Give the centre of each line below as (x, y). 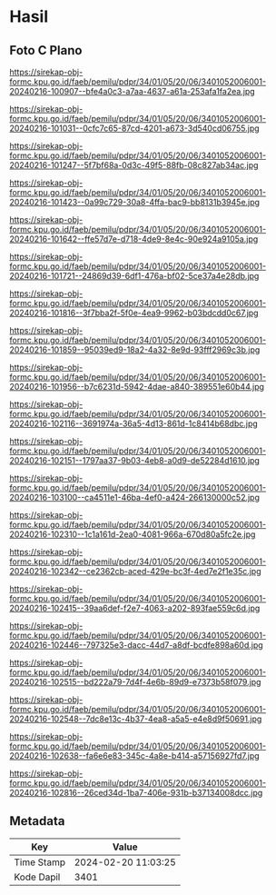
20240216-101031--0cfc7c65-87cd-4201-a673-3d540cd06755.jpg (135, 128)
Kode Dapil (37, 877)
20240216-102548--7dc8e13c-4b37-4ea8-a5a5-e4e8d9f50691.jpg (136, 719)
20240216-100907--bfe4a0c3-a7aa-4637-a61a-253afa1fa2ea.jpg (133, 91)
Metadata (37, 821)
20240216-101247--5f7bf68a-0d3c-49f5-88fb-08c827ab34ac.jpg (134, 165)
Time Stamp (40, 862)
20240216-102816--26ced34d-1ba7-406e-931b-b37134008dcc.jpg (136, 793)
